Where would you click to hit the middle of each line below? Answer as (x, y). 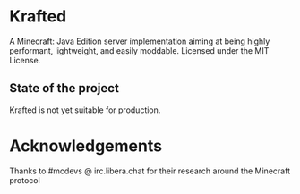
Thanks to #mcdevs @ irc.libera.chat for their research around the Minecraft (150, 171)
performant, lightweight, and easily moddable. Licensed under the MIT (139, 50)
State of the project (64, 88)
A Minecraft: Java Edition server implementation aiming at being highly (140, 41)
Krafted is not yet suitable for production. (85, 110)
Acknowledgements (86, 146)
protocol (25, 180)
